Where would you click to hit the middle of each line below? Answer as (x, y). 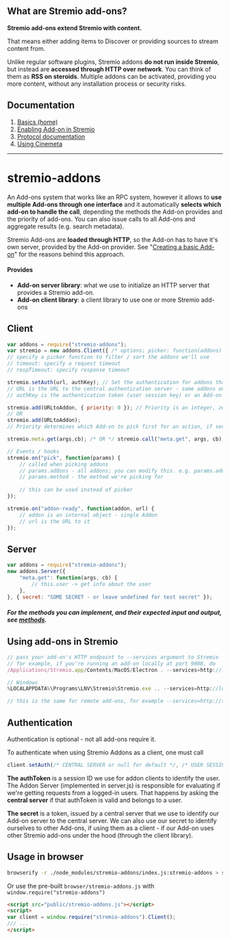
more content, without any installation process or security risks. (97, 83)
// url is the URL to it (55, 522)
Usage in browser (46, 857)
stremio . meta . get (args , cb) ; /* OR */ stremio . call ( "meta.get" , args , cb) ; (116, 439)
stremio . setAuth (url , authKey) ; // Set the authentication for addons (110, 382)
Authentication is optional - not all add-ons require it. (81, 739)
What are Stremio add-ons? (67, 11)
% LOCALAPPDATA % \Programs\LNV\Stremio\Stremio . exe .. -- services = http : (110, 689)
